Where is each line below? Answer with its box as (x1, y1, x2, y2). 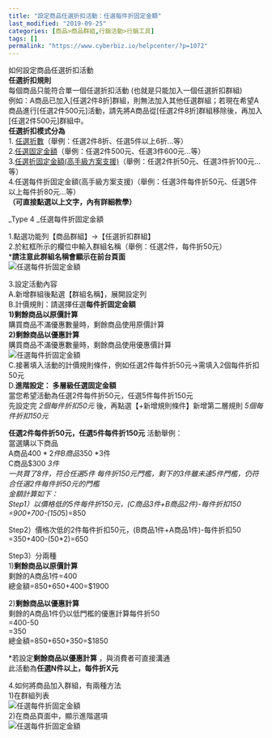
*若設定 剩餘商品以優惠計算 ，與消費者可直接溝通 (8, 654, 170, 663)
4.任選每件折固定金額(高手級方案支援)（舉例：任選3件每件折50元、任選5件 (8, 177, 257, 187)
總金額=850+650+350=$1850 (8, 636, 108, 646)
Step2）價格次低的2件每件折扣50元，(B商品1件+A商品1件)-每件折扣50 (8, 525, 241, 535)
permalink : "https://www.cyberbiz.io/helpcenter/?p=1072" (8, 42, 208, 50)
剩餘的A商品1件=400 (8, 571, 78, 581)
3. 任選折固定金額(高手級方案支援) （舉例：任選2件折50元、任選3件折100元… (8, 157, 261, 166)
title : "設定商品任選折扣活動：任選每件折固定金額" (8, 11, 162, 20)
